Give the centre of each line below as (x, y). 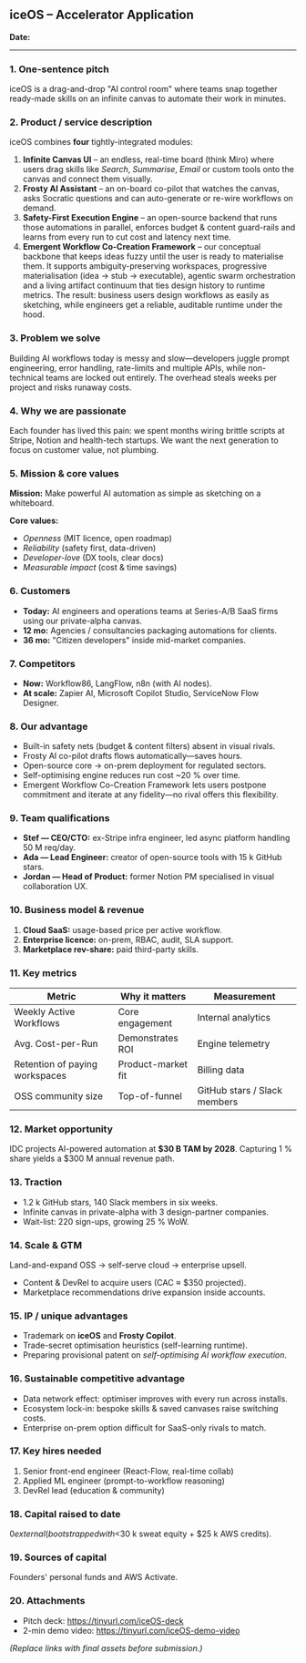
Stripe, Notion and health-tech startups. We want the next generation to (144, 440)
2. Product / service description (81, 122)
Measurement (245, 997)
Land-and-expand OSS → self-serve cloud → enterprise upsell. (128, 1265)
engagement (145, 1023)
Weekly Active (45, 1012)
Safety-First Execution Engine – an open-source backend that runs (150, 218)
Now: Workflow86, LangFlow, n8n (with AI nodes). (117, 683)
